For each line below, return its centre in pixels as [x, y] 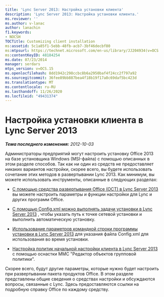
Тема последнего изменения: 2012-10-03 [49, 144]
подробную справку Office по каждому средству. [57, 290]
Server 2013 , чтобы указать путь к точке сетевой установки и [77, 214]
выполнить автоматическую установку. [54, 219]
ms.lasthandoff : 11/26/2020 [34, 91]
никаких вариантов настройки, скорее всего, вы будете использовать [79, 169]
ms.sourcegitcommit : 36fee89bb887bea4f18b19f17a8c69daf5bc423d [71, 78]
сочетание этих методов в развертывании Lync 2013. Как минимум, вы [80, 175]
